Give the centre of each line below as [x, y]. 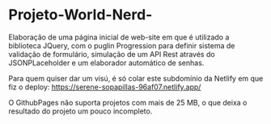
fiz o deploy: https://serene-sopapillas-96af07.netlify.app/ [105, 87]
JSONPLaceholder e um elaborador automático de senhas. [106, 63]
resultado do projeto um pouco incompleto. [80, 111]
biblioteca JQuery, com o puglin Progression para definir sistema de [122, 45]
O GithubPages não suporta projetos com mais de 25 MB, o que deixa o [128, 102]
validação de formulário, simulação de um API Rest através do [112, 54]
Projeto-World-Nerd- [80, 15]
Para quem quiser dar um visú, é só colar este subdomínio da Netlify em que [136, 78]
